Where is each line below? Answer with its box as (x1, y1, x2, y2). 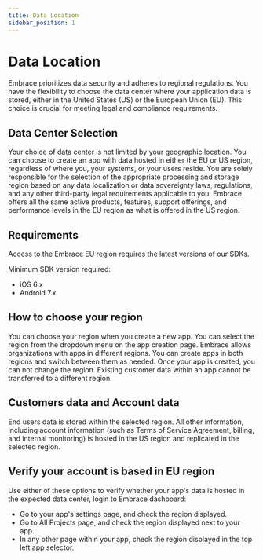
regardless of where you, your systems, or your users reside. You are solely (8, 164, 253, 174)
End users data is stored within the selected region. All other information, (8, 417, 244, 426)
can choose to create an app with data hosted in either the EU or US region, (8, 156, 253, 165)
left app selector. (19, 543, 75, 552)
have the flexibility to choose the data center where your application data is (8, 87, 252, 97)
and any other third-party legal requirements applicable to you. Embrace (8, 189, 242, 199)
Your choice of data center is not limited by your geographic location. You (8, 147, 247, 157)
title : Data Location (8, 11, 79, 20)
